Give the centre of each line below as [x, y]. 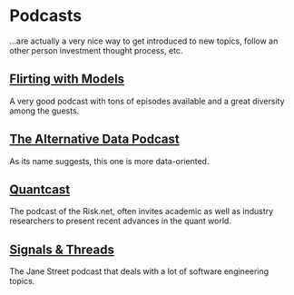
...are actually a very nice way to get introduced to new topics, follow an [144, 41]
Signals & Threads [62, 249]
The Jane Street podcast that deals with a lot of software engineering [139, 271]
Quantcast [40, 189]
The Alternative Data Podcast [94, 139]
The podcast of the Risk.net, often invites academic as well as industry [142, 211]
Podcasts [46, 16]
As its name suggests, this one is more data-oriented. [109, 161]
